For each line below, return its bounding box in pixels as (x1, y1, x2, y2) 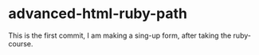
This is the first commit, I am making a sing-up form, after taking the (8, 31, 232, 40)
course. (8, 38, 33, 48)
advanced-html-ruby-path (8, 5, 187, 23)
